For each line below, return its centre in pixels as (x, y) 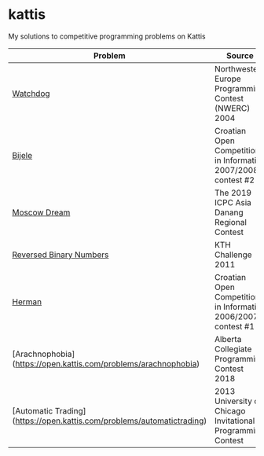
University (234, 401)
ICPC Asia (233, 202)
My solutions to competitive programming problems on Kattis (107, 36)
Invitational (235, 421)
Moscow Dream (41, 212)
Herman (27, 302)
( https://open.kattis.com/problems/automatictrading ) (110, 421)
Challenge (234, 255)
